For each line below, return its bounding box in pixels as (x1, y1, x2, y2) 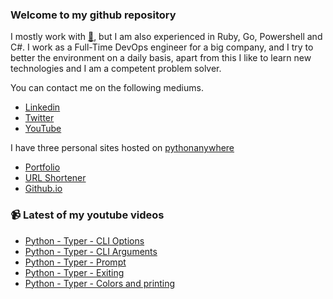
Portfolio (24, 161, 61, 173)
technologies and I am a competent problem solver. (10, 63, 222, 75)
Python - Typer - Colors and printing (24, 277, 176, 289)
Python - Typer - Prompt (24, 256, 127, 268)
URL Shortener (24, 172, 87, 184)
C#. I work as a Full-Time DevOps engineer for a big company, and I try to (10, 41, 314, 53)
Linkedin (24, 101, 61, 113)
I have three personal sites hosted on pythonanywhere (10, 142, 235, 154)
